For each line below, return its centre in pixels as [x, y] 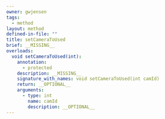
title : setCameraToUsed [36, 40]
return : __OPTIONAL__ [44, 85]
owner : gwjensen [26, 12]
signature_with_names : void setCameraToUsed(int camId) [88, 79]
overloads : [20, 51]
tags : [13, 17]
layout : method [25, 29]
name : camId [43, 101]
